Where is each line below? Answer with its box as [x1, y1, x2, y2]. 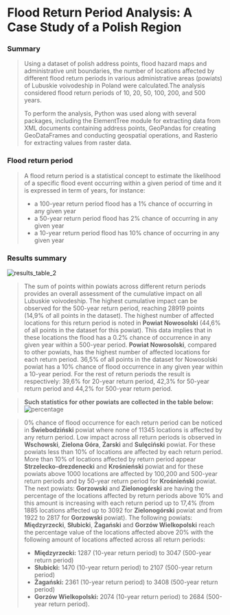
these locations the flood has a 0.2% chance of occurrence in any [23, 334, 211, 342]
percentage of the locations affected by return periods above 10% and [23, 492, 223, 500]
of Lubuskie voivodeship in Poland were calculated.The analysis [23, 81, 205, 90]
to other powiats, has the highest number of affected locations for [23, 348, 211, 356]
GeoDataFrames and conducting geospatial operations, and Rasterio [23, 131, 218, 140]
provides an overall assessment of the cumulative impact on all [23, 290, 203, 298]
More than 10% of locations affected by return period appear [23, 455, 196, 464]
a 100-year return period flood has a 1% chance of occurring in [34, 199, 213, 208]
